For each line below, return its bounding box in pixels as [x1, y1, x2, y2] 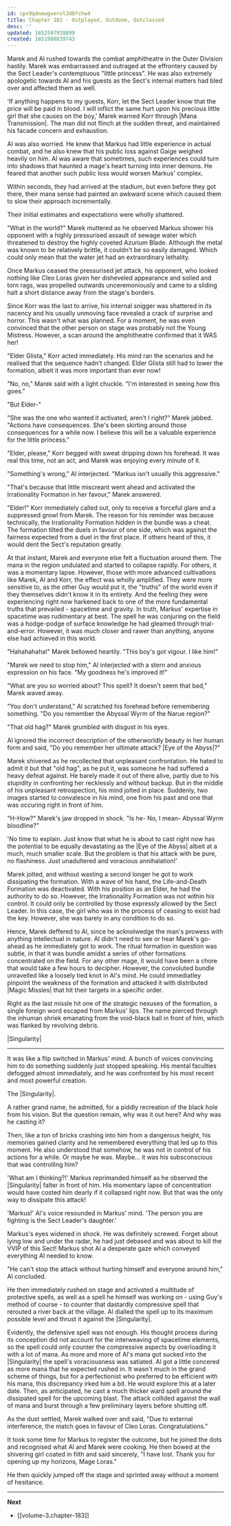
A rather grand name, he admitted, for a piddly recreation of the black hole [7, 1103, 218, 1111]
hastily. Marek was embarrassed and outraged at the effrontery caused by [7, 62, 218, 70]
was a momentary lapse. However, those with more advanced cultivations [7, 568, 217, 577]
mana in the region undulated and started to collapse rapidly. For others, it [7, 561, 217, 569]
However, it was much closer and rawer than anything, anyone [37, 627, 214, 635]
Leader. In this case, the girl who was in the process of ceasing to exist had [7, 907, 221, 915]
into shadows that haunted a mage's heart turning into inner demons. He [7, 162, 213, 170]
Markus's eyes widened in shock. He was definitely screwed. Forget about [7, 1230, 219, 1238]
